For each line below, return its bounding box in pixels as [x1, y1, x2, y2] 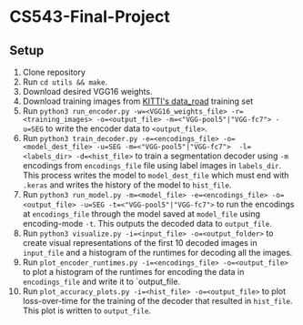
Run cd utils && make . [22, 76, 107, 87]
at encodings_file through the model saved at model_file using [22, 208, 261, 219]
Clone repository [22, 66, 86, 77]
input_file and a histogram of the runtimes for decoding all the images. [22, 248, 293, 258]
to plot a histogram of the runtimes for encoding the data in [22, 267, 245, 277]
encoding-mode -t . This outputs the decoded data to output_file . [22, 218, 273, 229]
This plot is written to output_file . [22, 305, 152, 316]
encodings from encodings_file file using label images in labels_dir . [22, 160, 282, 170]
